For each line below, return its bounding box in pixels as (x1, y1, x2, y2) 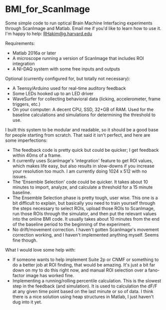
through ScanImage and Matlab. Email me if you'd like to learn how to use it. (5, 25, 162, 31)
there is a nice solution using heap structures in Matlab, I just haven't (12, 294, 154, 300)
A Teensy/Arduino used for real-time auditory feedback (12, 85, 126, 91)
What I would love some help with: (5, 247, 76, 253)
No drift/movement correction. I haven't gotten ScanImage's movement (12, 226, 159, 233)
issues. (12, 173, 27, 179)
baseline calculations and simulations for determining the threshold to (12, 111, 156, 118)
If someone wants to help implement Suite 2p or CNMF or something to (12, 256, 159, 263)
